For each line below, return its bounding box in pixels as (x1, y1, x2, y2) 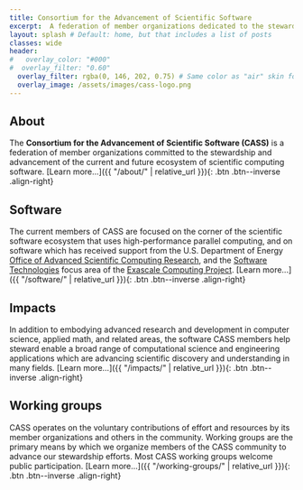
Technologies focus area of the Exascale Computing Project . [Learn (9, 264, 262, 275)
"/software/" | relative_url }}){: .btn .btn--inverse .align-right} (21, 274, 246, 285)
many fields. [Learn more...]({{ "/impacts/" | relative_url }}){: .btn (9, 363, 248, 374)
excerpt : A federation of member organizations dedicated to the (9, 22, 264, 31)
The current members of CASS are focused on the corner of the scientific (9, 227, 283, 237)
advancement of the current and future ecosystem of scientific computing (9, 157, 285, 168)
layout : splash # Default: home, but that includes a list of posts (9, 30, 272, 39)
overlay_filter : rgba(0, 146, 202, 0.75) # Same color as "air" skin (17, 72, 284, 81)
